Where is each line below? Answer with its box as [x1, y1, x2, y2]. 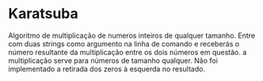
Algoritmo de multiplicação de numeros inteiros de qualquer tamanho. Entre [8, 31, 256, 40]
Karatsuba [8, 5, 79, 23]
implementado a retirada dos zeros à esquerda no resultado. [8, 64, 206, 73]
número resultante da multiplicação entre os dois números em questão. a [8, 47, 247, 57]
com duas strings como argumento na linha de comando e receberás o [8, 39, 240, 48]
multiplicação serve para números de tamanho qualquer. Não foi [8, 56, 218, 65]
